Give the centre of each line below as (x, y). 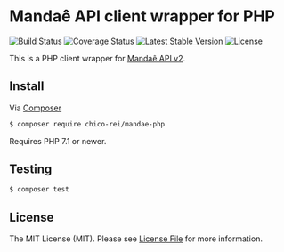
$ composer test (39, 190)
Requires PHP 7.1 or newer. (58, 141)
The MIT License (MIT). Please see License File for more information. (136, 239)
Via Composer (36, 108)
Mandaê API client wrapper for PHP (142, 16)
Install (27, 86)
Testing (31, 170)
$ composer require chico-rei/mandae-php (87, 124)
